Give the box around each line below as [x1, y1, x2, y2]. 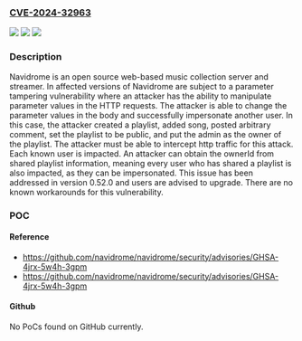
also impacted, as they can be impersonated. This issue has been [9, 167, 253, 178]
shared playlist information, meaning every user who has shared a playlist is [9, 157, 292, 168]
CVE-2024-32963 [9, 6, 92, 19]
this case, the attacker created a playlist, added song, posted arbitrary [9, 119, 271, 130]
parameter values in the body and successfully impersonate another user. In [9, 109, 294, 120]
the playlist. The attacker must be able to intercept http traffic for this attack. [9, 138, 294, 149]
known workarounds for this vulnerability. [9, 186, 165, 197]
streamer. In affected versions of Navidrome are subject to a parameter [9, 81, 274, 91]
